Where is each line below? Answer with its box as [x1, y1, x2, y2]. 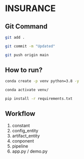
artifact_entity [12, 133, 40, 139]
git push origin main [5, 52, 49, 57]
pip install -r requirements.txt [5, 96, 73, 101]
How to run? [5, 66, 43, 74]
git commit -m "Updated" [5, 44, 55, 48]
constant [12, 122, 30, 128]
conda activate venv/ [5, 88, 49, 93]
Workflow [5, 110, 35, 118]
